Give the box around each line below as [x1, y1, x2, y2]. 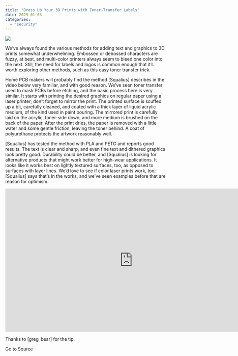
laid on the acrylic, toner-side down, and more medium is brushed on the [5, 115, 158, 121]
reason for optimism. [5, 179, 49, 185]
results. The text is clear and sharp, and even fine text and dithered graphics [5, 146, 165, 152]
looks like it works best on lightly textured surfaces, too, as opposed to [5, 162, 154, 169]
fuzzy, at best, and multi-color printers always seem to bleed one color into [5, 56, 163, 62]
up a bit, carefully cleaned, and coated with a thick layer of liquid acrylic [5, 104, 156, 110]
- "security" [10, 21, 38, 27]
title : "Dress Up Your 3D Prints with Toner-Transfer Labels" [5, 7, 140, 13]
